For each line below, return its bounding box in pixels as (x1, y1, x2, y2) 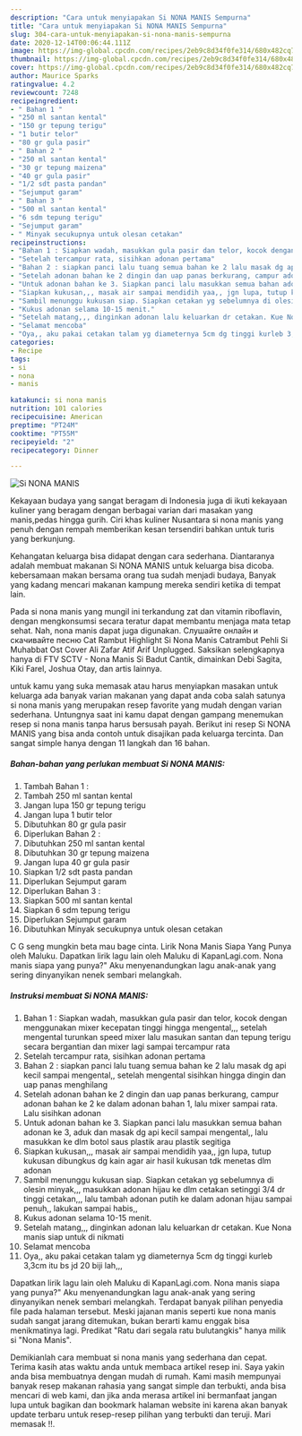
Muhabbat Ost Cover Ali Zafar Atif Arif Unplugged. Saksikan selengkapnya (10, 644, 285, 655)
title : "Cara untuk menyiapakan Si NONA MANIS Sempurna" (10, 21, 228, 30)
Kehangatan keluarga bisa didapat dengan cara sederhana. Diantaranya (10, 551, 275, 562)
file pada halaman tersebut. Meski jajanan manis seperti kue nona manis (10, 1306, 277, 1317)
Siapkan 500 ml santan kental (22, 895, 133, 906)
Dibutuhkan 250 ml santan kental (22, 838, 146, 849)
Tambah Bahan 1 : (22, 781, 89, 792)
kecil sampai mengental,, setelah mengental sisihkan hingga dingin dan (22, 1070, 286, 1080)
